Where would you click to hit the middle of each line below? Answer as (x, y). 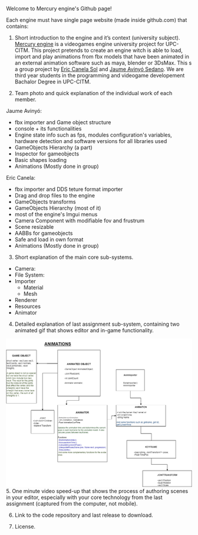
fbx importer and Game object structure (63, 122)
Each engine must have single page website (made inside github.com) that (97, 20)
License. (25, 527)
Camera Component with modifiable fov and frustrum (80, 221)
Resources (28, 306)
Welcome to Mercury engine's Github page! (59, 9)
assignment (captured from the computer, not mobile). (72, 504)
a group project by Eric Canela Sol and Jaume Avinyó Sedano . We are (99, 69)
